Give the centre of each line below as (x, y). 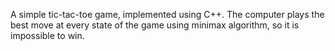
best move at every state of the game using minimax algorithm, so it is (155, 25)
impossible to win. (47, 35)
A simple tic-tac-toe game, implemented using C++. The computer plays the (167, 14)
